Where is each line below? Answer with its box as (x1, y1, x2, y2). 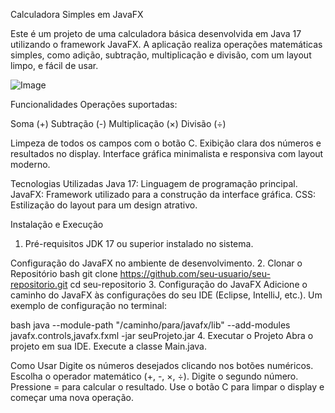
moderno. (10, 159, 51, 170)
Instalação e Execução (10, 219, 104, 230)
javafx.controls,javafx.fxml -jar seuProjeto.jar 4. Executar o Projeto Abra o (10, 330, 314, 341)
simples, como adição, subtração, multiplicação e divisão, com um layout (10, 49, 312, 61)
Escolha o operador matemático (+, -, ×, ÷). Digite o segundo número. (10, 370, 299, 382)
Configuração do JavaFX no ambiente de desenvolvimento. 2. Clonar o (10, 257, 303, 269)
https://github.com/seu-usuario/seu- (119, 268, 271, 279)
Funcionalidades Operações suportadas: (10, 99, 178, 110)
